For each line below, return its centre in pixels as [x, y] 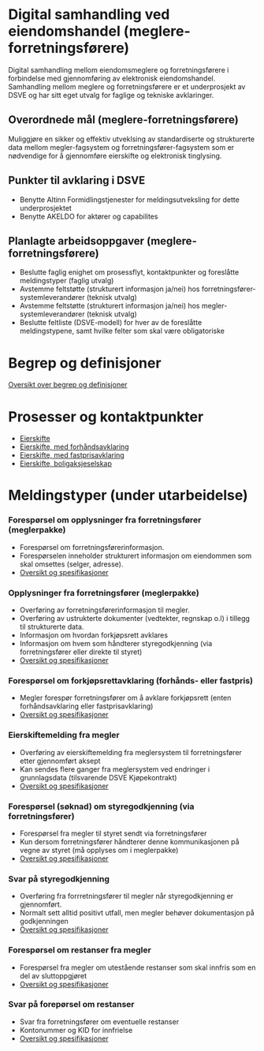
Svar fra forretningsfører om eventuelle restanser [99, 1021]
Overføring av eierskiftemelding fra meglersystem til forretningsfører [131, 752]
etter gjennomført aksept [60, 761]
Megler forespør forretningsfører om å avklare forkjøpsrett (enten [125, 698]
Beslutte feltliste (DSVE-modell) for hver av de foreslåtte [111, 323]
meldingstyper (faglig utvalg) [67, 281]
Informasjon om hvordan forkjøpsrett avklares [93, 635]
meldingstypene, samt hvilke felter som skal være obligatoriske [122, 331]
